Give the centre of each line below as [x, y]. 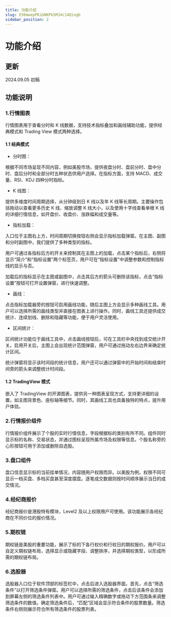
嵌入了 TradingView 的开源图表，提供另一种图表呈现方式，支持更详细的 [80, 394]
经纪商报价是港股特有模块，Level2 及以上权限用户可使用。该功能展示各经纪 [84, 512]
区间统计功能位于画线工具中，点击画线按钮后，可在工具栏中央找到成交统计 [83, 339]
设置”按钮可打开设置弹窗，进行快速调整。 [49, 283]
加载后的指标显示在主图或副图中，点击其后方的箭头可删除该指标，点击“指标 [84, 277]
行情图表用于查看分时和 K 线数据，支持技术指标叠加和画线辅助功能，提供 [82, 125]
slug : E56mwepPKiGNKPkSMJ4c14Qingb [43, 15]
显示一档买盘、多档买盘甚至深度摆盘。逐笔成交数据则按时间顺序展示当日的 [83, 479]
